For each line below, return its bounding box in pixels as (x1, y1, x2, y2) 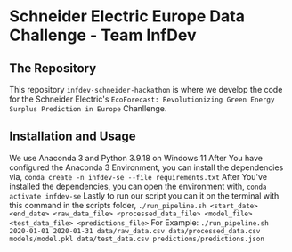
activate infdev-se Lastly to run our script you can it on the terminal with (9, 190, 280, 201)
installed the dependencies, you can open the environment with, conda (9, 181, 267, 191)
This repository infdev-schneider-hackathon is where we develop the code (9, 85, 283, 94)
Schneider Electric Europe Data (9, 6, 245, 27)
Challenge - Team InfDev (9, 25, 197, 45)
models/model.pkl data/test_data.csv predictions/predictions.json (9, 234, 265, 243)
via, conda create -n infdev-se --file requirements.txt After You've (9, 171, 268, 182)
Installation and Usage (9, 129, 136, 144)
